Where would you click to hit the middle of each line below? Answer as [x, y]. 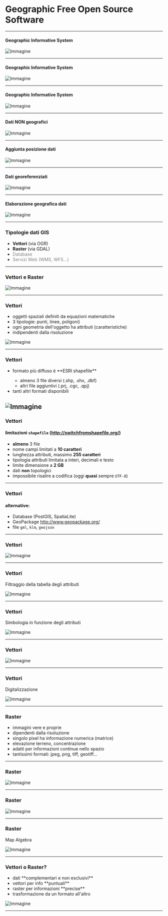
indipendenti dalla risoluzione [43, 332]
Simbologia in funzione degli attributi [43, 623]
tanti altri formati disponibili [40, 391]
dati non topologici [32, 471]
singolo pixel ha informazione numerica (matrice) [63, 738]
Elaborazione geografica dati [36, 204]
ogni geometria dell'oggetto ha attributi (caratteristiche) [70, 327]
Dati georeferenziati [26, 177]
